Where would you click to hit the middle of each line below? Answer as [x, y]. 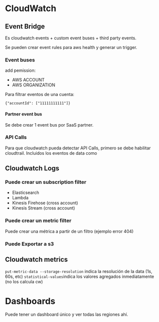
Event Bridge [25, 26]
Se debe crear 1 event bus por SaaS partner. [49, 125]
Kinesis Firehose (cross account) [45, 203]
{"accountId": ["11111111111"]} [38, 103]
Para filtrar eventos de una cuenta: [40, 95]
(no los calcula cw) [24, 281]
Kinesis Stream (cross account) [44, 208]
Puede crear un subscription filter [46, 182]
